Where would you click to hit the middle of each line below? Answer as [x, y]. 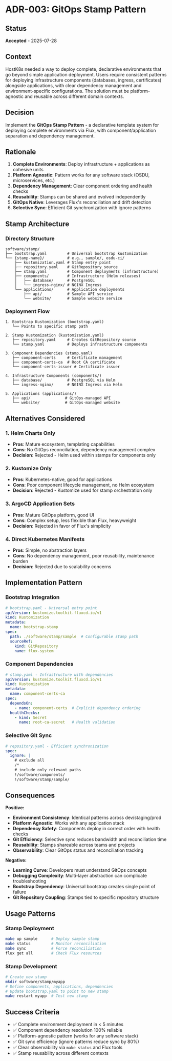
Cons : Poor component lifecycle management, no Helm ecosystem [83, 485]
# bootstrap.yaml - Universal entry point [51, 608]
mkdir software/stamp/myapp [35, 982]
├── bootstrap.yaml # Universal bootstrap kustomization [76, 254]
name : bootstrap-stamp [34, 627]
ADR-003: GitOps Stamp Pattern [76, 9]
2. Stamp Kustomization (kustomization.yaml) [55, 335]
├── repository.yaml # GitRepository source [66, 267]
